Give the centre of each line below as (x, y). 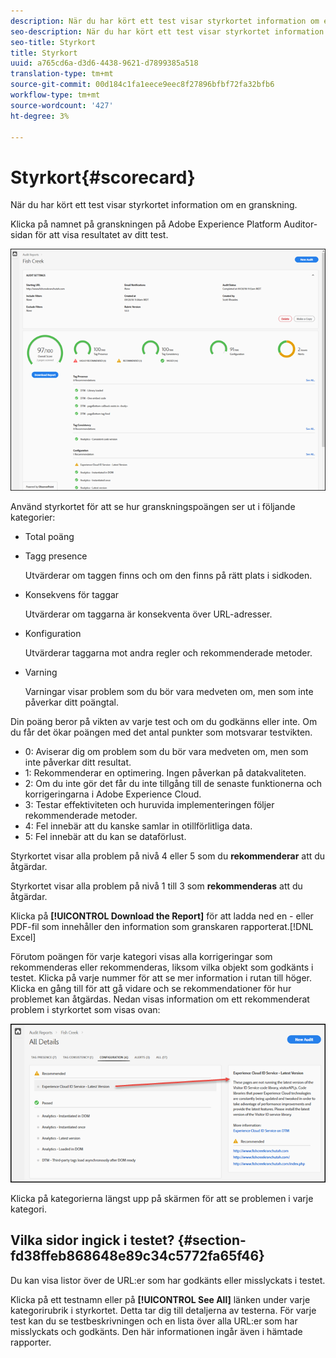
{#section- (212, 1240)
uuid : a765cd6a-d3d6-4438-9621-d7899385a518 (104, 63)
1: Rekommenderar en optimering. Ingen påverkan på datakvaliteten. (165, 772)
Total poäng (49, 536)
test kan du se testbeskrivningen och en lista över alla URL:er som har (154, 1321)
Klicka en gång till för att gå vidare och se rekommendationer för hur (151, 988)
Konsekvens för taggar (72, 594)
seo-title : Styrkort (53, 42)
